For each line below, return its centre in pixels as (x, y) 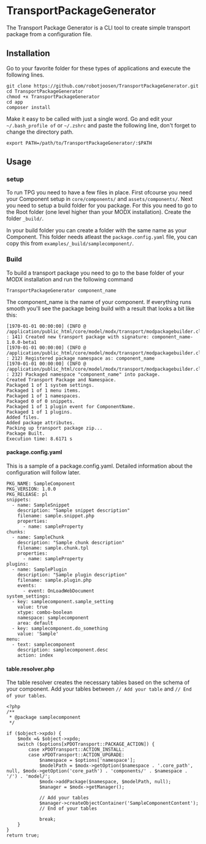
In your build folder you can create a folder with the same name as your (97, 230)
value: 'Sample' (38, 634)
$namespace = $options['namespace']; (87, 761)
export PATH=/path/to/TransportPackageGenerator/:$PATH (79, 143)
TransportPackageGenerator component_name (61, 291)
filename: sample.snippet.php (56, 515)
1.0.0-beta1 (21, 342)
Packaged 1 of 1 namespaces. (44, 396)
